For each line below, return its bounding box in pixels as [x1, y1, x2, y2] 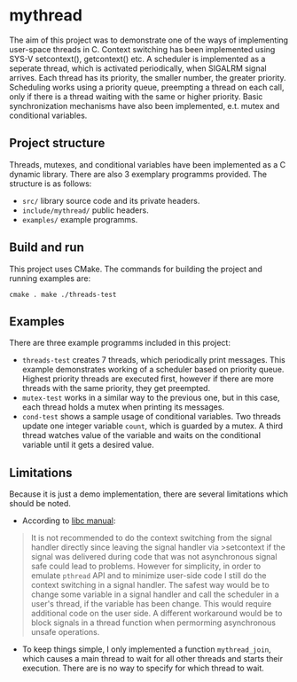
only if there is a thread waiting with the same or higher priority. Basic [9, 90, 263, 102]
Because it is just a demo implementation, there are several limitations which [9, 489, 288, 499]
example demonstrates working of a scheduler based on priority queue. [21, 365, 285, 375]
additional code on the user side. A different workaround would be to [30, 608, 283, 619]
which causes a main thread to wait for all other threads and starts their [21, 654, 284, 664]
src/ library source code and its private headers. [21, 195, 200, 206]
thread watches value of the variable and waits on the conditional [21, 430, 262, 441]
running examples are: [9, 272, 91, 284]
